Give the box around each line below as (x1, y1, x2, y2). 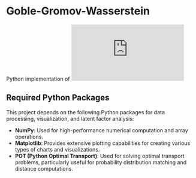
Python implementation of (6, 75, 70, 82)
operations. (14, 133, 44, 140)
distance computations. (14, 165, 74, 172)
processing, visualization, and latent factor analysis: (6, 115, 134, 122)
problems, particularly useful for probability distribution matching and (14, 158, 187, 166)
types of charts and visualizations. (14, 146, 100, 153)
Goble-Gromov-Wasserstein (6, 4, 150, 18)
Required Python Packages (6, 93, 110, 103)
